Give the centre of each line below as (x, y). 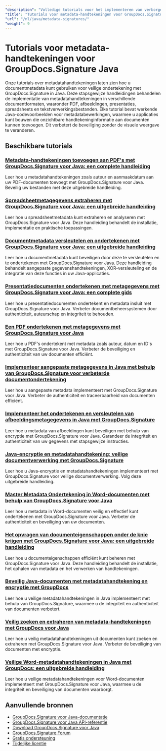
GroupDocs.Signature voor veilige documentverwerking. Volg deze (73, 476)
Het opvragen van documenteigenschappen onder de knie (77, 535)
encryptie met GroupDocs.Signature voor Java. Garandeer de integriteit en (81, 436)
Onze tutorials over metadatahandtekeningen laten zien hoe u (68, 83)
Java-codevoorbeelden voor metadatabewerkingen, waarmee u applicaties (82, 115)
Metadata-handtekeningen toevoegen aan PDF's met (70, 160)
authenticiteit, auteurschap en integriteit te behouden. (60, 314)
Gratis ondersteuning (34, 738)
